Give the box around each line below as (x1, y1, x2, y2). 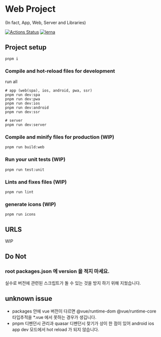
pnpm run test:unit (5, 167, 45, 172)
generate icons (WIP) (5, 201, 56, 207)
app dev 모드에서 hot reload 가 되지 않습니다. (12, 326, 100, 332)
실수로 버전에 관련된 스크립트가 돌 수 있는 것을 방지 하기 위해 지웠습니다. (5, 280, 141, 286)
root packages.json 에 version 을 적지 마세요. (5, 268, 110, 275)
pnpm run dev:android (5, 105, 49, 111)
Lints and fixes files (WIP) (5, 179, 67, 185)
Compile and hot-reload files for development (5, 67, 115, 74)
